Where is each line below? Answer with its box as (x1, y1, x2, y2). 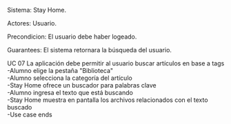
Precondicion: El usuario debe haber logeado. (7, 32, 137, 41)
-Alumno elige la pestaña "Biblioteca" (7, 67, 114, 74)
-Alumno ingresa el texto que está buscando (7, 89, 133, 96)
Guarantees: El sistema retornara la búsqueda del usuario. (7, 46, 172, 54)
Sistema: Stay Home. (7, 6, 67, 14)
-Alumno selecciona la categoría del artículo (7, 74, 132, 82)
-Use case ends (7, 110, 53, 118)
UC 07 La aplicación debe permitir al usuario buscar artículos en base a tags (7, 59, 225, 68)
